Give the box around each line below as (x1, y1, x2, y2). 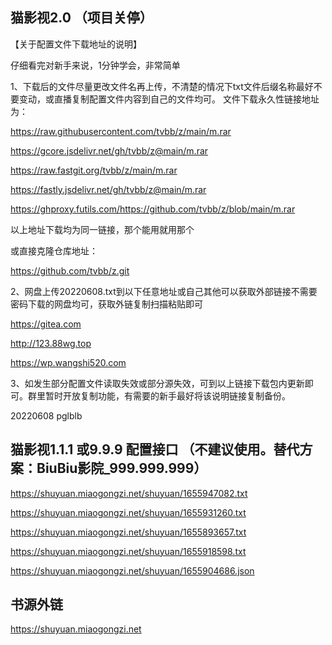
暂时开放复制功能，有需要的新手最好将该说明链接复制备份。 (44, 389, 291, 402)
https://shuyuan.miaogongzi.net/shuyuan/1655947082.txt (10, 487, 248, 499)
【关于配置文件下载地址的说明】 (10, 38, 142, 50)
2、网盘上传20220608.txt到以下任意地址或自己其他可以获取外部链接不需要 (10, 285, 318, 297)
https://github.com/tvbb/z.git (10, 264, 130, 277)
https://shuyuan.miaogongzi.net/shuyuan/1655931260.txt (10, 506, 247, 518)
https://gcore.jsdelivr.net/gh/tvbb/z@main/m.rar (10, 144, 209, 157)
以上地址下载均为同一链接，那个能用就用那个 (10, 223, 195, 235)
